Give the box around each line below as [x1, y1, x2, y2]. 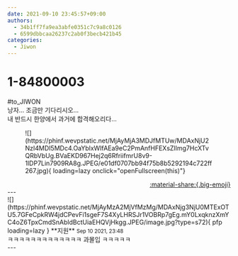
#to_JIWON [7, 97, 41, 106]
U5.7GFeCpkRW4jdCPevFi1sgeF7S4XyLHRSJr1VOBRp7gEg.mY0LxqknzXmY [7, 210, 229, 218]
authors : [7, 17, 33, 24]
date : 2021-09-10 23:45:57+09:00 [7, 10, 106, 18]
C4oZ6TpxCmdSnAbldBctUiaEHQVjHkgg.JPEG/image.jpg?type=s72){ [7, 218, 211, 226]
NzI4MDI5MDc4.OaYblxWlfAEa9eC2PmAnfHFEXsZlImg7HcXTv [25, 143, 209, 152]
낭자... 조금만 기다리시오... [7, 106, 79, 114]
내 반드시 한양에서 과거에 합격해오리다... [7, 114, 117, 123]
